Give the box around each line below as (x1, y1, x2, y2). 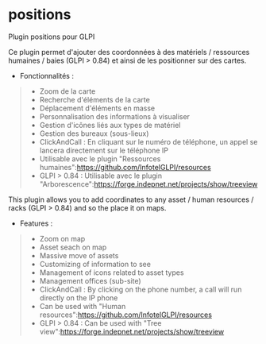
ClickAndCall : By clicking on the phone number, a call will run (39, 284, 242, 294)
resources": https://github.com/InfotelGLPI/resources (39, 310, 213, 319)
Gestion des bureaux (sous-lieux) (39, 129, 149, 138)
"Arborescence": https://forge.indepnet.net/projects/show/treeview (39, 179, 258, 188)
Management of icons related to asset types (39, 268, 184, 277)
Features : (19, 218, 53, 228)
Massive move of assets (39, 250, 119, 260)
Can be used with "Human (39, 301, 126, 311)
